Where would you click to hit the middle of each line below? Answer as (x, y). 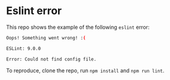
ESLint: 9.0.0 (24, 48)
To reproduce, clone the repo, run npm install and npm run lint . (85, 70)
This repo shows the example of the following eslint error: (78, 27)
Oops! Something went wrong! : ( (46, 38)
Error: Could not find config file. (51, 59)
